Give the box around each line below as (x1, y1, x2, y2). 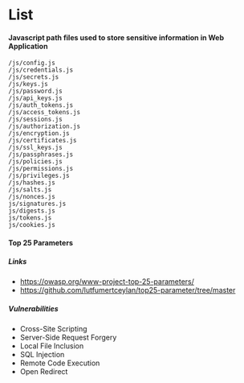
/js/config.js (8, 59, 56, 68)
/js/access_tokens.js (8, 109, 81, 117)
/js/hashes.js (8, 179, 56, 187)
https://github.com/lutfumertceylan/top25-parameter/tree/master (19, 285, 236, 294)
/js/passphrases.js (8, 150, 74, 159)
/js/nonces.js (8, 193, 56, 201)
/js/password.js (8, 87, 63, 96)
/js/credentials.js (8, 66, 74, 74)
